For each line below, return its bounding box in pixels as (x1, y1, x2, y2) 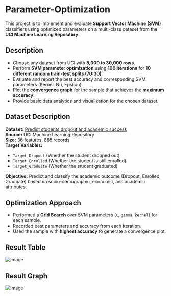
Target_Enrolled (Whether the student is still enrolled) (12, 157, 127, 164)
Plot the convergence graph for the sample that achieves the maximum (12, 87, 164, 93)
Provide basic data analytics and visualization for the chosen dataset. (12, 97, 159, 104)
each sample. (12, 217, 41, 224)
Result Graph (5, 272, 48, 280)
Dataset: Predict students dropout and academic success (5, 126, 127, 132)
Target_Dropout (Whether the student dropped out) (12, 152, 120, 158)
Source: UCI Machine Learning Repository (5, 131, 94, 137)
